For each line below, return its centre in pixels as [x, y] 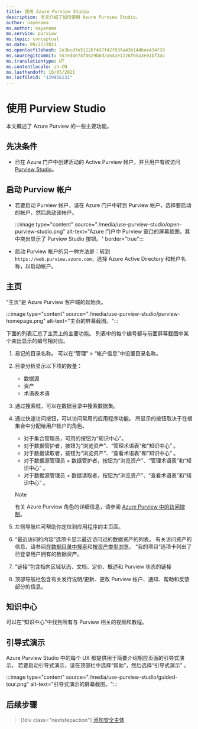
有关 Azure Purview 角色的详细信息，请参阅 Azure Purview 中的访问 [97, 507]
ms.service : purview [32, 34]
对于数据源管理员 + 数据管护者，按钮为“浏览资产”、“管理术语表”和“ [105, 460]
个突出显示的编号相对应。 [37, 341]
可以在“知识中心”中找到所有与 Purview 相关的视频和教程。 [77, 622]
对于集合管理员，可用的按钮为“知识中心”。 [75, 438]
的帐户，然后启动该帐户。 [46, 212]
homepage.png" [26, 320]
